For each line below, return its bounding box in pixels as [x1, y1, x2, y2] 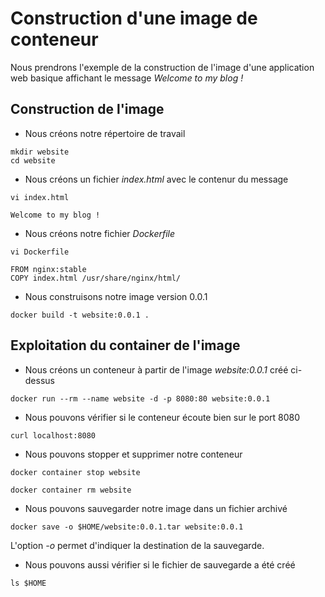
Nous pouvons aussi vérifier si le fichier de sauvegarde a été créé [24, 558, 296, 571]
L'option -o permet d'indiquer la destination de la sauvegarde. [10, 539, 265, 551]
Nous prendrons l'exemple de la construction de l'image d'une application [10, 61, 315, 73]
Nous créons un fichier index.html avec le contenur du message [24, 173, 289, 185]
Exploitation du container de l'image [10, 337, 241, 354]
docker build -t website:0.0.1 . [10, 310, 150, 320]
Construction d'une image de [10, 7, 258, 30]
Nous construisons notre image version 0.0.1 [24, 290, 208, 302]
